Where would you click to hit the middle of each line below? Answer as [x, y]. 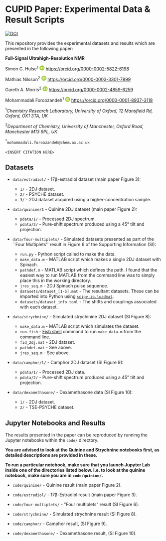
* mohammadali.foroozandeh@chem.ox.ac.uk [47, 141]
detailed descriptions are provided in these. [51, 455]
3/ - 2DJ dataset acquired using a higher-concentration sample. [85, 200]
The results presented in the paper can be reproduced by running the [77, 435]
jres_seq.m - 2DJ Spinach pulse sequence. [64, 286]
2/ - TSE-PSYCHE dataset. [47, 407]
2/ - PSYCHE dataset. [42, 194]
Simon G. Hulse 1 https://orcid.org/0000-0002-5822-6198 [67, 68]
